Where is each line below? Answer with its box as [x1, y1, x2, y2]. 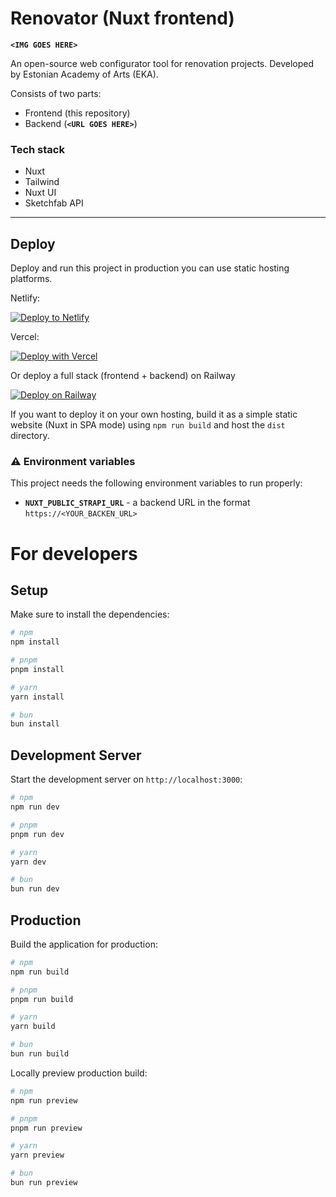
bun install [10, 719, 60, 729]
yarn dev [10, 857, 47, 867]
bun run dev [10, 884, 60, 894]
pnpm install [10, 664, 65, 674]
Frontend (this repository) [24, 107, 131, 119]
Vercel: [10, 331, 40, 343]
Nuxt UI [24, 187, 57, 199]
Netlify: [10, 292, 41, 304]
